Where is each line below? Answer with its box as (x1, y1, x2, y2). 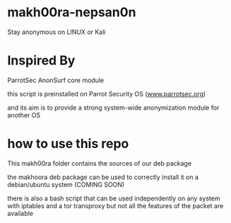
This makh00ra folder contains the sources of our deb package (7, 159, 192, 167)
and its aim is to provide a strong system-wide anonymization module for (7, 103, 220, 112)
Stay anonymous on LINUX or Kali (7, 28, 106, 36)
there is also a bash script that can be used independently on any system (7, 194, 220, 202)
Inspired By (7, 52, 76, 69)
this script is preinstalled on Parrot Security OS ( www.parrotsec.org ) (7, 89, 206, 98)
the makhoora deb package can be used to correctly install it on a (7, 173, 199, 181)
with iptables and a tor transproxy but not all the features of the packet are (7, 201, 224, 210)
